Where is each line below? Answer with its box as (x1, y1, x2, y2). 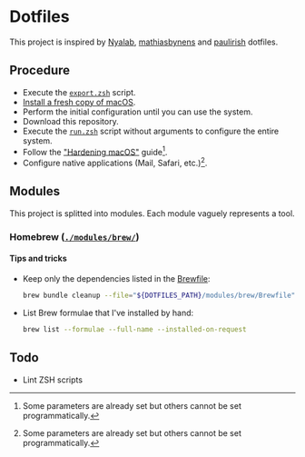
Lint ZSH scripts (22, 374, 84, 385)
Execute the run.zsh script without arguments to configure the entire (22, 125, 280, 136)
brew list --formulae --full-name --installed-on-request (22, 324, 247, 333)
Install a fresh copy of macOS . (22, 96, 136, 107)
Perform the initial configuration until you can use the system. (22, 106, 253, 117)
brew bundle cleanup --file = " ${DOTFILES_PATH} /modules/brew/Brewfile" (22, 291, 296, 300)
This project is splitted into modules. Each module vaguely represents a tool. (9, 207, 295, 219)
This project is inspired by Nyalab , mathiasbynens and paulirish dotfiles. (9, 36, 279, 47)
